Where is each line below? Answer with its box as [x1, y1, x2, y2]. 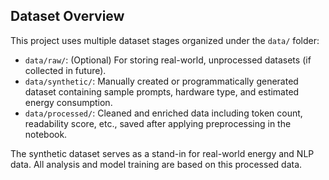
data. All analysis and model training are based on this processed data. [10, 158, 303, 170]
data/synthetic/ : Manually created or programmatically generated [24, 75, 299, 87]
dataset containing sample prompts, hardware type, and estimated [24, 85, 300, 98]
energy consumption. [24, 96, 113, 108]
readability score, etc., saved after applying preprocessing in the [24, 117, 292, 129]
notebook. [24, 128, 68, 140]
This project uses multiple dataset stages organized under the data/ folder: [10, 34, 320, 46]
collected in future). [24, 64, 107, 76]
